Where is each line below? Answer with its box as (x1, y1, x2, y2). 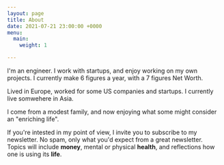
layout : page (7, 10, 44, 17)
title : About (7, 16, 44, 23)
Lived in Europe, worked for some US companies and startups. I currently (7, 87, 214, 95)
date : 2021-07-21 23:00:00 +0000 (7, 23, 102, 29)
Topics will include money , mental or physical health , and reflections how (7, 143, 215, 151)
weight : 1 (19, 42, 48, 49)
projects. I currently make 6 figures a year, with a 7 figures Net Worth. (7, 74, 204, 82)
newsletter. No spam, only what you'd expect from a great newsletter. (7, 136, 203, 144)
